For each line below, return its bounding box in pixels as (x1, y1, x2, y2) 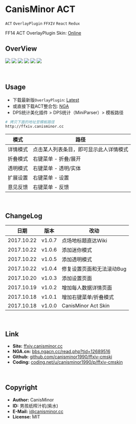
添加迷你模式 (62, 246, 92, 253)
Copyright (5, 383, 38, 392)
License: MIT (12, 413, 41, 419)
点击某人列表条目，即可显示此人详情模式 (33, 146, 129, 153)
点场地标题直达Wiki (62, 237, 107, 244)
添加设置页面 (62, 275, 92, 282)
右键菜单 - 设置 (33, 175, 69, 182)
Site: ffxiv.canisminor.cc (12, 343, 63, 349)
